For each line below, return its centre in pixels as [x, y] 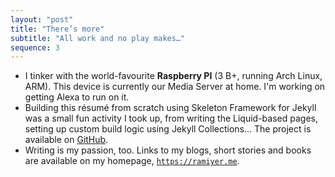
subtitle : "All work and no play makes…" [98, 38]
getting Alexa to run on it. [77, 97]
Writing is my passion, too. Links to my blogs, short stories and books [168, 150]
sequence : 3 [35, 47]
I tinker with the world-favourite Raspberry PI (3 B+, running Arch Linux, [173, 76]
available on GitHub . [66, 140]
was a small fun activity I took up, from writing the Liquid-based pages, [171, 118]
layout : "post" [42, 19]
